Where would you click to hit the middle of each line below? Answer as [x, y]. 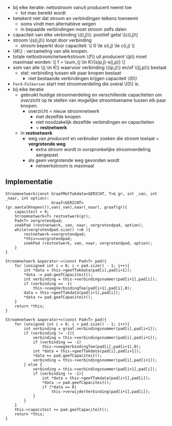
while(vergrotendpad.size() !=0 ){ [53, 230]
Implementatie [29, 182]
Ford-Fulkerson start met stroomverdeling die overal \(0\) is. [76, 84]
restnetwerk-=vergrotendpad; [55, 234]
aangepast [47, 155]
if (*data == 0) [59, 387]
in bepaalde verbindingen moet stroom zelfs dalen [73, 29]
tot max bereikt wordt [43, 13]
